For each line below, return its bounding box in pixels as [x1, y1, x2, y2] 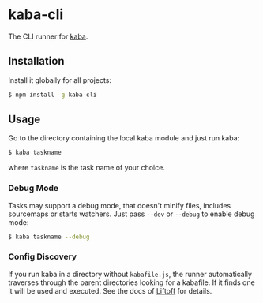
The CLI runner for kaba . [8, 32, 88, 41]
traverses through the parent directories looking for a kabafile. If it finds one [8, 278, 255, 287]
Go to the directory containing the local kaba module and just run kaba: [8, 133, 240, 143]
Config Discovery [8, 251, 77, 262]
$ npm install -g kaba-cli [8, 91, 97, 99]
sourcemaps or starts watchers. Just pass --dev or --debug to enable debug [8, 209, 255, 219]
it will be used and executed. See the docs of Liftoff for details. [8, 286, 212, 295]
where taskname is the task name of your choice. [8, 163, 166, 173]
